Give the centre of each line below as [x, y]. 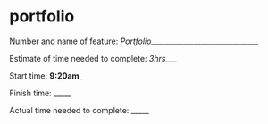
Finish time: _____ [41, 93]
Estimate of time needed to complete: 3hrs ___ [93, 58]
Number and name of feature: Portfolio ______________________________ [134, 41]
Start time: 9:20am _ [46, 75]
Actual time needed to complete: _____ [79, 110]
